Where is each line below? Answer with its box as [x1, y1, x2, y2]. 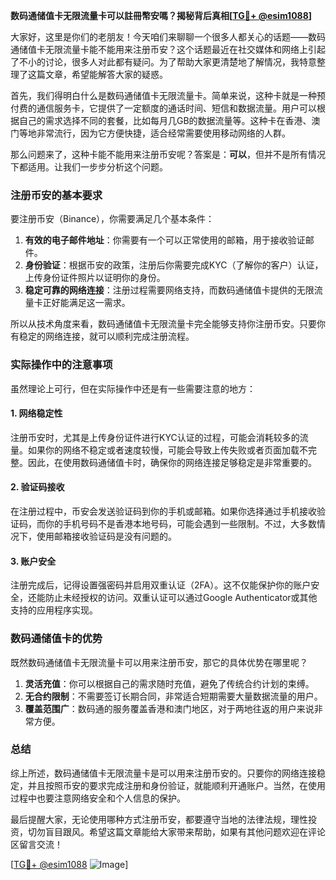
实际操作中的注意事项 [10, 358, 113, 372]
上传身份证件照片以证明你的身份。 [24, 272, 166, 284]
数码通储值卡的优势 [10, 632, 103, 646]
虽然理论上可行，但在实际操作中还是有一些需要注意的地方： [10, 382, 256, 394]
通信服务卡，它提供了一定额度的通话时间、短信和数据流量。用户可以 [36, 102, 317, 114]
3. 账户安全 [10, 555, 57, 567]
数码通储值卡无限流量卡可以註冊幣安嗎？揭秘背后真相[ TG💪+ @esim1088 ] [10, 10, 313, 21]
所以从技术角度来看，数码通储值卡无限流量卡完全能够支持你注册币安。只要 [10, 318, 317, 330]
